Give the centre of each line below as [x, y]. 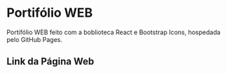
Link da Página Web [50, 62]
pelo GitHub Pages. [35, 39]
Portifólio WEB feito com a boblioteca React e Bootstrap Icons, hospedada [114, 32]
